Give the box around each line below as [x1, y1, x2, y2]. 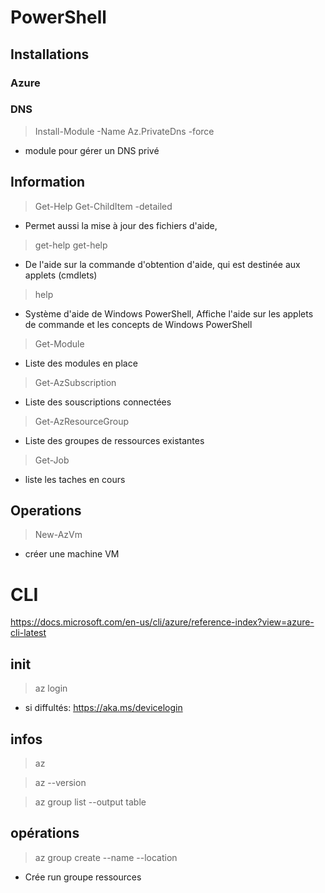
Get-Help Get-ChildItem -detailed [34, 200, 173, 212]
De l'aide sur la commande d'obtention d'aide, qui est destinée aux [24, 258, 301, 270]
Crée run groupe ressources [24, 871, 142, 883]
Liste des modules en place [24, 357, 138, 369]
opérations [10, 825, 80, 842]
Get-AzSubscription [34, 376, 117, 388]
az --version [34, 776, 87, 788]
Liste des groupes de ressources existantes [24, 434, 205, 446]
